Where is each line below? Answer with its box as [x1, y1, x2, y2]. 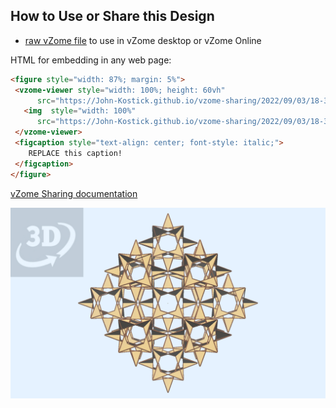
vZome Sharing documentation [10, 187, 138, 199]
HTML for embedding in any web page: [10, 54, 172, 66]
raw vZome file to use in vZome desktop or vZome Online [24, 34, 262, 46]
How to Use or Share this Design [10, 8, 215, 25]
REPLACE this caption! [28, 148, 123, 158]
